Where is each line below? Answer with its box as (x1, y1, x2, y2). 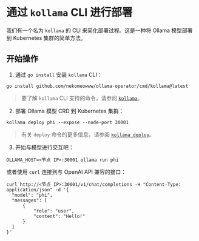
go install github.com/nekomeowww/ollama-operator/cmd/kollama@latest (6, 83, 189, 89)
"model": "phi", (12, 192, 53, 198)
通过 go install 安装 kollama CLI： (15, 71, 103, 78)
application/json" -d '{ (6, 187, 69, 193)
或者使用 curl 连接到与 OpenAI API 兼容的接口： (6, 168, 126, 176)
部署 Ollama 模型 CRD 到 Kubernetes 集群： (15, 107, 124, 114)
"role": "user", (33, 208, 75, 214)
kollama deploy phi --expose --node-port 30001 (6, 119, 129, 125)
